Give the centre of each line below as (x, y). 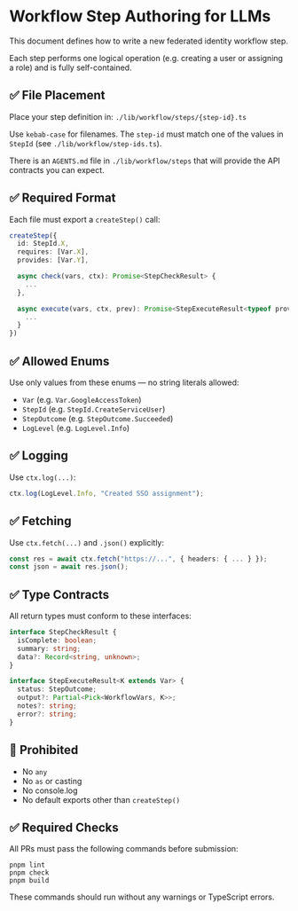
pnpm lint (27, 865)
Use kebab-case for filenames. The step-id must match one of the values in (146, 134)
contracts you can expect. (57, 169)
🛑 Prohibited (44, 750)
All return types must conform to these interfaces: (101, 616)
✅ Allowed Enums (59, 361)
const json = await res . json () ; (69, 567)
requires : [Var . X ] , (53, 252)
